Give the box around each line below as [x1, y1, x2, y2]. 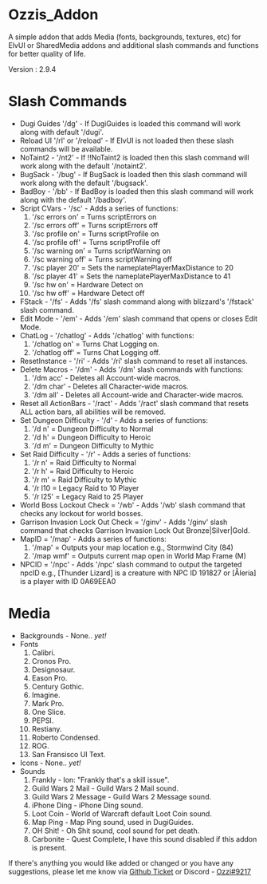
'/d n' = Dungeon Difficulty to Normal [31, 424, 154, 433]
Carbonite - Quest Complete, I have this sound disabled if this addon [31, 834, 257, 843]
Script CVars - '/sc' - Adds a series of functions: [19, 203, 179, 213]
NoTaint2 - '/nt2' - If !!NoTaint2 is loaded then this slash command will [19, 152, 249, 162]
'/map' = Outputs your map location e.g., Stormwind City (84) [31, 543, 234, 552]
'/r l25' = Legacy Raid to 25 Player [31, 491, 143, 501]
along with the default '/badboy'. [19, 195, 127, 204]
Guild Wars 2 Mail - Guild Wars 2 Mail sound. [31, 783, 179, 793]
